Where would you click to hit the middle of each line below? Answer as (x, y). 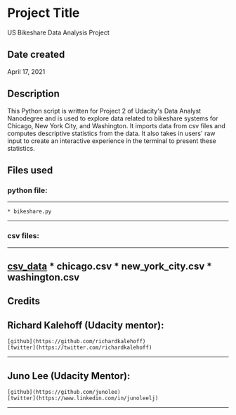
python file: (27, 190)
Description (33, 94)
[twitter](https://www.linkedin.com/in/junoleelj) (83, 398)
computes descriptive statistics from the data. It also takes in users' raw (111, 133)
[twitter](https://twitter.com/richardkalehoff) (80, 348)
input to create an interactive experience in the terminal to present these (112, 141)
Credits (24, 301)
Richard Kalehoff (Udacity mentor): (86, 325)
